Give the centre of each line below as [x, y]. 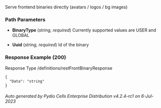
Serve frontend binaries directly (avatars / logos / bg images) [66, 7]
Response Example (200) [36, 57]
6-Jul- [147, 96]
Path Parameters [25, 19]
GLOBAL [21, 36]
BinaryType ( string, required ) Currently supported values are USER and [84, 30]
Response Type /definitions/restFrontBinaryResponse [59, 68]
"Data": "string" [27, 81]
